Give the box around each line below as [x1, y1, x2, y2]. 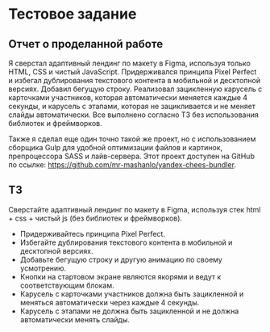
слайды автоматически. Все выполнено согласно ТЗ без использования [8, 110, 260, 120]
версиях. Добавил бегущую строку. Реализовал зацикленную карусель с [8, 84, 263, 94]
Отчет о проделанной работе [8, 37, 164, 51]
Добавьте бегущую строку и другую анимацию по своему [19, 254, 223, 264]
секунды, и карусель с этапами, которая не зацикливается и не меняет [8, 102, 256, 111]
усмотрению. [19, 263, 67, 273]
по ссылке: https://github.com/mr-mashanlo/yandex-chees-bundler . [8, 160, 236, 170]
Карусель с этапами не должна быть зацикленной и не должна [19, 306, 239, 316]
